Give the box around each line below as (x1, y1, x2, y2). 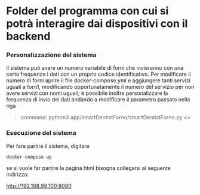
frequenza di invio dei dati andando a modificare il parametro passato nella (6, 96, 190, 103)
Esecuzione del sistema (6, 129, 76, 137)
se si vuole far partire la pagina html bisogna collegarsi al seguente (6, 164, 171, 171)
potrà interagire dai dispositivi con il (6, 17, 188, 30)
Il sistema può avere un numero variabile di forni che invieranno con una (6, 64, 184, 72)
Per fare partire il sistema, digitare (6, 142, 90, 150)
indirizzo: (6, 171, 29, 178)
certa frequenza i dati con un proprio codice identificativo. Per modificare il (6, 70, 191, 78)
